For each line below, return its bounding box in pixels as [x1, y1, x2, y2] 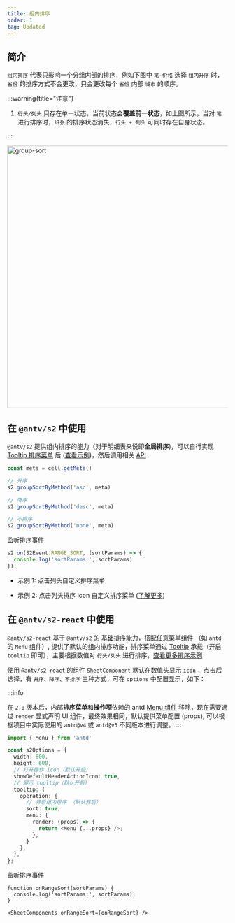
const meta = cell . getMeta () [7, 465, 92, 472]
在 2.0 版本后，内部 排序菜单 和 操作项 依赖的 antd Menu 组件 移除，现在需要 [7, 703, 222, 711]
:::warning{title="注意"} [7, 94, 74, 103]
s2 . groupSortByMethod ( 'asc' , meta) [7, 484, 111, 491]
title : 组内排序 [7, 10, 50, 17]
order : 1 [7, 17, 33, 24]
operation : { [20, 792, 58, 799]
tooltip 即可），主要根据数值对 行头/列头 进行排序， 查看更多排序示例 [7, 651, 203, 659]
